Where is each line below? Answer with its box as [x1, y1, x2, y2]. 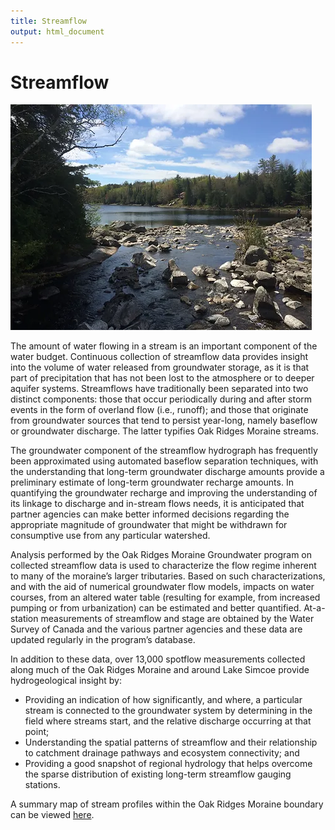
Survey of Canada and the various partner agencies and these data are [10, 623, 303, 635]
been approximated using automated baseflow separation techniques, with [10, 455, 319, 467]
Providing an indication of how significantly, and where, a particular [24, 694, 303, 706]
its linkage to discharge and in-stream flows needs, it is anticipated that [10, 498, 305, 510]
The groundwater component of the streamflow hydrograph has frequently [10, 445, 318, 457]
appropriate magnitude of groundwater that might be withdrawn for [10, 519, 288, 531]
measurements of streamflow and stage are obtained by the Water [40, 613, 315, 625]
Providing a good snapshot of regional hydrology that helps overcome [24, 758, 313, 770]
